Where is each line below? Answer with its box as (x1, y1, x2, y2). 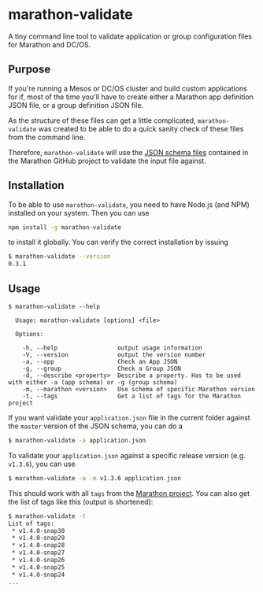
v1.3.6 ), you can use (8, 459, 76, 468)
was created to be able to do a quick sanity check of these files (38, 124, 244, 133)
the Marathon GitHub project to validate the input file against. (8, 156, 206, 165)
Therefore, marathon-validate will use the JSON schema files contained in (8, 147, 249, 157)
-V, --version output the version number (22, 351, 206, 359)
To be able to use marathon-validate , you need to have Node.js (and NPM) (8, 199, 250, 209)
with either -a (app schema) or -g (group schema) (8, 379, 178, 387)
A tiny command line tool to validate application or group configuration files (8, 31, 252, 41)
